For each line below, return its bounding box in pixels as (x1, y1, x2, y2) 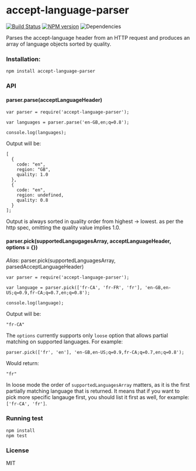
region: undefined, (16, 192, 64, 198)
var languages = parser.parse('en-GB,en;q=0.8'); (6, 119, 130, 126)
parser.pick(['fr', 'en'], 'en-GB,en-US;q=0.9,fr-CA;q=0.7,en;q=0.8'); (6, 349, 184, 355)
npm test (6, 432, 27, 439)
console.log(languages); (6, 130, 67, 136)
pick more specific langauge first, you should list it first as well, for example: (6, 393, 190, 401)
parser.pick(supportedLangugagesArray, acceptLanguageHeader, (6, 238, 171, 245)
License (6, 446, 29, 454)
